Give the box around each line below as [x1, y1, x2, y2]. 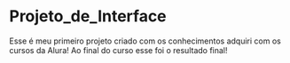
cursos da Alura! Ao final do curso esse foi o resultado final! [9, 44, 228, 55]
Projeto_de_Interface [9, 6, 167, 27]
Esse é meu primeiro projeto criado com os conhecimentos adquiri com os [9, 35, 281, 46]
